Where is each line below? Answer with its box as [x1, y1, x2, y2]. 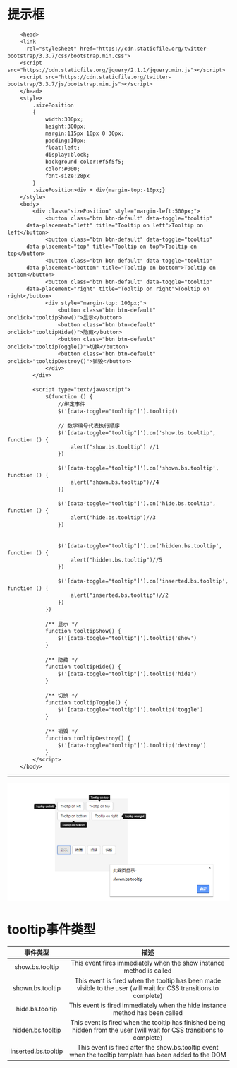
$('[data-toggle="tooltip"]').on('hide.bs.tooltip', [57, 499, 217, 507]
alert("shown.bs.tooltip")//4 [70, 478, 159, 486]
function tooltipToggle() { [44, 699, 128, 706]
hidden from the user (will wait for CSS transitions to [72, 1026, 224, 1035]
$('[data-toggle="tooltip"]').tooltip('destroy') [57, 742, 207, 749]
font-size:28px [44, 172, 90, 179]
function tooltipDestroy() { [44, 735, 131, 742]
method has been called [112, 1008, 183, 1017]
